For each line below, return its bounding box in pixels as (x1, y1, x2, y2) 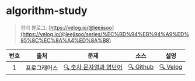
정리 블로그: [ (20, 24, 51, 31)
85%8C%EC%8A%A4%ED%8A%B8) (20, 37, 112, 44)
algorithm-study (6, 4, 88, 17)
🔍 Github (128, 62, 154, 71)
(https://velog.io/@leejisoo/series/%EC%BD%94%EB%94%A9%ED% (20, 30, 190, 37)
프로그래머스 (25, 64, 58, 72)
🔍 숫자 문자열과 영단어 (63, 63, 123, 71)
